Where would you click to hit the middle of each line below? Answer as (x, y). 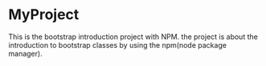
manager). (25, 53)
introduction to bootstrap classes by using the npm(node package (118, 45)
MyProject (44, 15)
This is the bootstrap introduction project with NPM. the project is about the (133, 37)
